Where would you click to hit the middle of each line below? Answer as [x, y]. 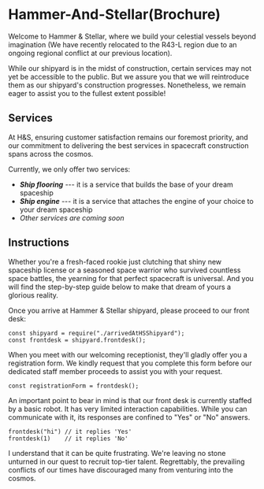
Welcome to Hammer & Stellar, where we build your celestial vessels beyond [132, 36]
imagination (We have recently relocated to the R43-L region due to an [123, 44]
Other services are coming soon [72, 217]
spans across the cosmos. [51, 154]
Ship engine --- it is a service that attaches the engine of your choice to [136, 201]
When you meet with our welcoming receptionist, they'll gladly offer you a [128, 354]
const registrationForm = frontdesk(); [74, 386]
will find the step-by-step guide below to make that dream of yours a [119, 287]
